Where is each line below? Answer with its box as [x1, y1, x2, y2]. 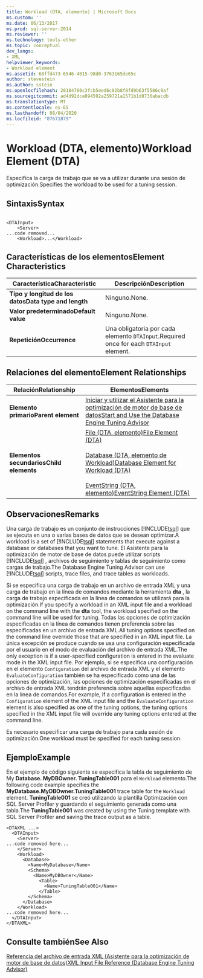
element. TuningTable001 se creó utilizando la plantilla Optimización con [6, 794, 188, 802]
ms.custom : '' [6, 15, 42, 21]
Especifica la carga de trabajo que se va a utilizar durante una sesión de [6, 175, 186, 182]
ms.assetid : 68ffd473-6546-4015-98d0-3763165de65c [6, 71, 137, 77]
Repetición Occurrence [9, 335, 76, 344]
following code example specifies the [6, 781, 100, 789]
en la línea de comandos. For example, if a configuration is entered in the [6, 691, 186, 698]
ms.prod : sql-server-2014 [6, 25, 71, 32]
